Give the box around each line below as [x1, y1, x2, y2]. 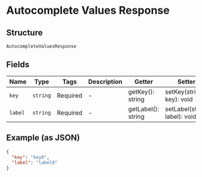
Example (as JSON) [6, 133, 80, 143]
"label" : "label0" [11, 160, 58, 166]
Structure [6, 28, 43, 38]
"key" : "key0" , [11, 154, 50, 160]
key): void [165, 95, 193, 103]
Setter [177, 77, 196, 86]
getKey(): [128, 88, 155, 96]
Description [88, 77, 123, 86]
